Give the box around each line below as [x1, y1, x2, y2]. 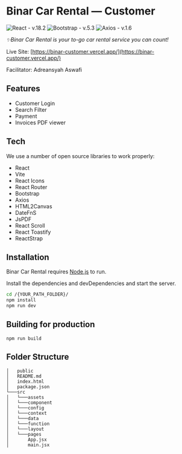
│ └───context [6, 410, 47, 416]
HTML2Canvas [14, 202, 52, 209]
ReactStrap [14, 234, 43, 242]
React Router [14, 183, 48, 191]
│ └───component [6, 400, 52, 406]
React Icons [14, 177, 45, 184]
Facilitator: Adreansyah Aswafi [6, 66, 83, 73]
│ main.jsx [6, 442, 50, 448]
